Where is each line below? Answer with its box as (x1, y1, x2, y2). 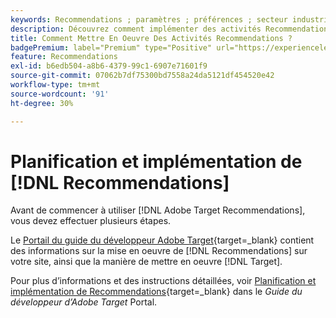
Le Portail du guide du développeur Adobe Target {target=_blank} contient (10, 234, 315, 246)
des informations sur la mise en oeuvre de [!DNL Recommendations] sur (10, 245, 308, 257)
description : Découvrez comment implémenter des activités (10, 24, 262, 34)
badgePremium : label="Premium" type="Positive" (10, 42, 213, 53)
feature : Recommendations (10, 52, 118, 62)
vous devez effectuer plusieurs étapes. (10, 215, 172, 227)
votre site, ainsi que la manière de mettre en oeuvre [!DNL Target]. (10, 256, 283, 268)
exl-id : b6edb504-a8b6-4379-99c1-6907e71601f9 (10, 61, 208, 71)
